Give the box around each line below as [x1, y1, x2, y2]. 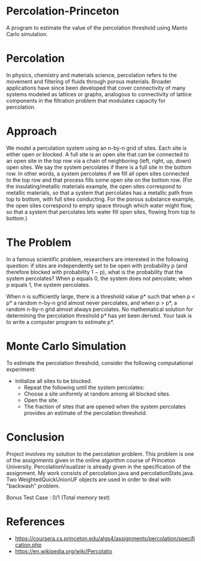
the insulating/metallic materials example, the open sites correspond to [6, 182, 182, 190]
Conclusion [6, 430, 65, 444]
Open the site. [23, 396, 59, 403]
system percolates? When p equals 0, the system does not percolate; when [6, 275, 193, 282]
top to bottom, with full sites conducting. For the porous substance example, [6, 195, 195, 203]
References [6, 515, 65, 529]
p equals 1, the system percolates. [6, 281, 91, 288]
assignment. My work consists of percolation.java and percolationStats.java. [6, 469, 195, 476]
